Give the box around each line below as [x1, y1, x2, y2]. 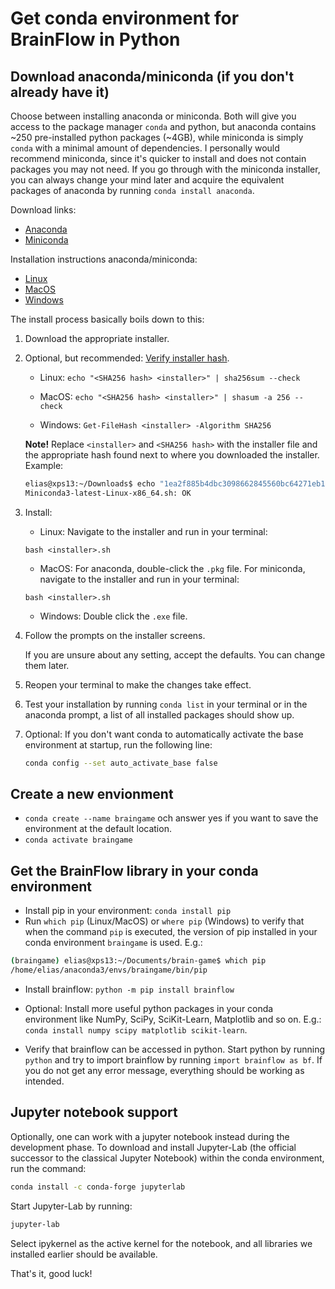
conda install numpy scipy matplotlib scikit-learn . [24, 1024, 248, 1036]
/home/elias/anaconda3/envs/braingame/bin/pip [10, 965, 208, 976]
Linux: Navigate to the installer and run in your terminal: [39, 525, 268, 537]
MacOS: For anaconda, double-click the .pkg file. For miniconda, [39, 562, 306, 574]
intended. [24, 1075, 65, 1087]
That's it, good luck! [10, 1267, 93, 1279]
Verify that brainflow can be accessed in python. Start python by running [24, 1043, 325, 1055]
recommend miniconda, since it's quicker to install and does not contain [10, 153, 307, 164]
